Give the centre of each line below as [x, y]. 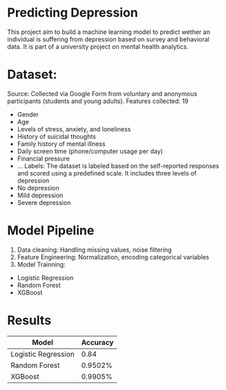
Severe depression [44, 203]
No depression [38, 187]
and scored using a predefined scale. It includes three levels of [107, 173]
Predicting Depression [73, 13]
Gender [28, 114]
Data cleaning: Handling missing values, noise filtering [94, 250]
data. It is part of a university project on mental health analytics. [98, 46]
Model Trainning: [41, 264]
